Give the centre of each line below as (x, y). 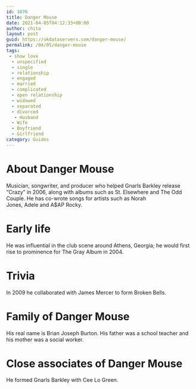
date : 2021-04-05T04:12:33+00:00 (48, 23)
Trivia (21, 276)
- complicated (29, 90)
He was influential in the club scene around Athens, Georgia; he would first (98, 245)
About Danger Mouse (60, 169)
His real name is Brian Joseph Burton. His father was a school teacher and (97, 333)
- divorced (25, 112)
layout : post (22, 34)
